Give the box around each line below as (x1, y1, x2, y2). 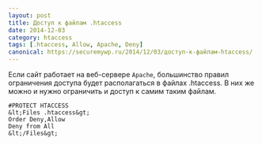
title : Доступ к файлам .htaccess (8, 19, 123, 27)
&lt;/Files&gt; (8, 129, 59, 137)
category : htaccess (8, 33, 73, 42)
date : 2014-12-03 (8, 26, 66, 34)
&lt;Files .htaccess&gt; (8, 109, 90, 117)
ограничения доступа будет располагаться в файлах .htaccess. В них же (8, 78, 255, 87)
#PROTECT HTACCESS (8, 102, 69, 110)
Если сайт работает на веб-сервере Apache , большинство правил (8, 70, 230, 79)
